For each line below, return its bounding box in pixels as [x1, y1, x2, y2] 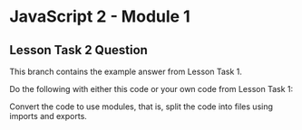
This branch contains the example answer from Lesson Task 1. [9, 66, 243, 77]
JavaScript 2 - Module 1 [9, 6, 190, 27]
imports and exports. [9, 111, 88, 121]
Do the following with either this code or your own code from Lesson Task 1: [9, 84, 294, 94]
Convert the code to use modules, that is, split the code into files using [9, 101, 274, 112]
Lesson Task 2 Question [9, 42, 148, 58]
